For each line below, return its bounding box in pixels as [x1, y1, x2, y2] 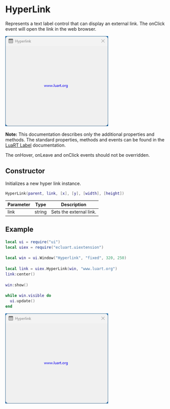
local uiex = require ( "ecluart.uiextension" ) [5, 245, 104, 250]
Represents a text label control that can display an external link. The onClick [5, 20, 165, 27]
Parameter [7, 202, 31, 208]
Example [5, 225, 34, 234]
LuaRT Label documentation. [5, 142, 66, 148]
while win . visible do [5, 293, 52, 298]
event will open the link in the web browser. [5, 26, 96, 32]
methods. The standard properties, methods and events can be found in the [5, 136, 165, 142]
